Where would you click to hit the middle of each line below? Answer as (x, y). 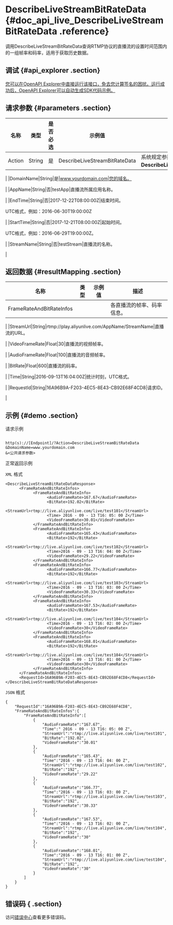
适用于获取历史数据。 (68, 53)
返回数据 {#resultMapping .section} (63, 272)
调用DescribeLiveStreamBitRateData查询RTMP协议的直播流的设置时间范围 (84, 46)
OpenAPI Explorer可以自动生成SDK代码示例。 (67, 90)
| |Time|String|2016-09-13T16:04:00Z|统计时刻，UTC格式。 (69, 377)
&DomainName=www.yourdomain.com (40, 448)
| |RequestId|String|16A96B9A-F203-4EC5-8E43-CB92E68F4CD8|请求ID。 (85, 388)
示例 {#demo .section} (42, 415)
